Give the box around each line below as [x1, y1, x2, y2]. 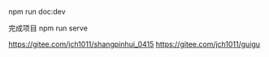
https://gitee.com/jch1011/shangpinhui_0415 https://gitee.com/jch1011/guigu [8, 39, 261, 49]
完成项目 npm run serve [8, 23, 88, 33]
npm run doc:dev [8, 7, 67, 16]
